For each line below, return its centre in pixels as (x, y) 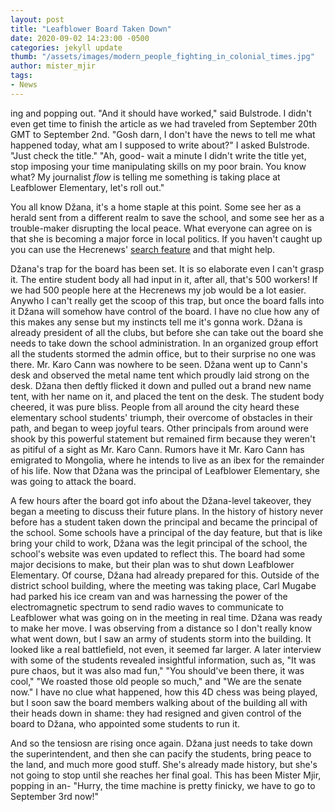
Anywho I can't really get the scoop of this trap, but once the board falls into (167, 300)
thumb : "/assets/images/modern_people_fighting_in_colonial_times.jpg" (162, 57)
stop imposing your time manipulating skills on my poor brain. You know (158, 166)
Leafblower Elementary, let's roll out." (87, 187)
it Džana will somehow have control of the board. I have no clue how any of (165, 311)
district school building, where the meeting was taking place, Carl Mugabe (163, 585)
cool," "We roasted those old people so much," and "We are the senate (156, 681)
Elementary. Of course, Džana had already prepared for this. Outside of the (165, 575)
